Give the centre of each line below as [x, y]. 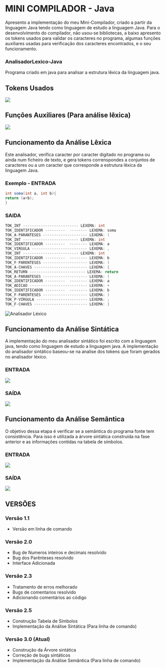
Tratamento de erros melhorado [45, 587]
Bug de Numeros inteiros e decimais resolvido [59, 553]
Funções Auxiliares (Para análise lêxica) [68, 115]
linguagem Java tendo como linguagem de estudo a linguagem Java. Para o [83, 27]
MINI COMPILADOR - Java [60, 9]
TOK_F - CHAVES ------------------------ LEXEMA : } [57, 304]
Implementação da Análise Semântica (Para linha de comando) [76, 661]
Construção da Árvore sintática [44, 650]
